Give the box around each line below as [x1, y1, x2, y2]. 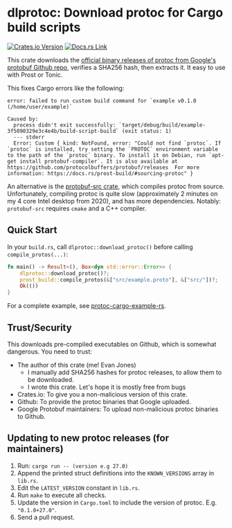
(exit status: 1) [121, 127, 172, 134]
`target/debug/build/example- [118, 121, 206, 129]
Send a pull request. [17, 513, 75, 521]
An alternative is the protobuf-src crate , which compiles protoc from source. [7, 182, 225, 190]
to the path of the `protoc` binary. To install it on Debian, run [7, 152, 206, 158]
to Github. [17, 412, 46, 420]
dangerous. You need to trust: [7, 347, 92, 356]
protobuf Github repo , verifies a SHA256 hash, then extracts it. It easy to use [7, 63, 226, 71]
